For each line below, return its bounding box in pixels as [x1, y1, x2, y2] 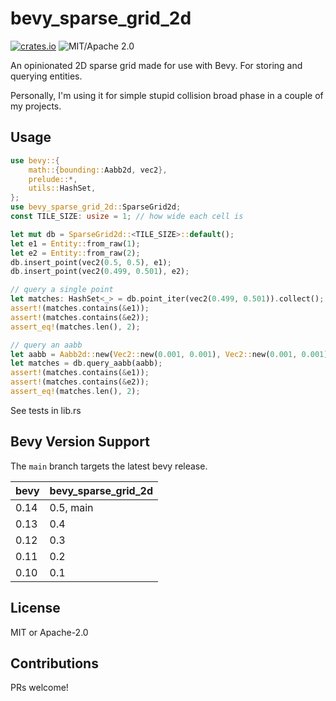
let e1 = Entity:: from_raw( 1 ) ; [10, 238, 141, 249]
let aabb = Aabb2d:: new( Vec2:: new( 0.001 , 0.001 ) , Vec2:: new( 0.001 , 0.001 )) [10, 349, 333, 359]
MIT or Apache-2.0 [10, 626, 89, 638]
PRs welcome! [10, 682, 69, 694]
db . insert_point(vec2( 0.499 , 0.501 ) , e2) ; [10, 267, 190, 277]
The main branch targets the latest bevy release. [10, 460, 208, 472]
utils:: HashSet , [28, 183, 97, 194]
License [10, 600, 61, 617]
